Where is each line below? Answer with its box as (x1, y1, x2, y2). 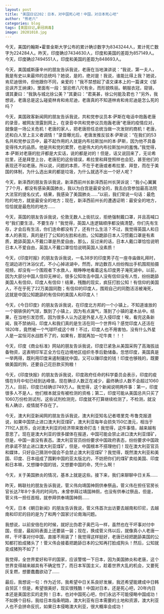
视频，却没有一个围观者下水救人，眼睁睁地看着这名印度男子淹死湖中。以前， (5, 267, 159, 273)
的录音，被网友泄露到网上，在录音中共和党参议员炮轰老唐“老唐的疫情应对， (5, 120, 157, 125)
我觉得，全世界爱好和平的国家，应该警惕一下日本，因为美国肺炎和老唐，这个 (5, 556, 159, 562)
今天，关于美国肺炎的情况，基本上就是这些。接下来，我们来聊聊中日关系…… (5, 472, 158, 478)
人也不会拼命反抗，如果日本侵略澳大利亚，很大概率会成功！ (5, 604, 125, 609)
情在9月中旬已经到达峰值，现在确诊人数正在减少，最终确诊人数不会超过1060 (5, 378, 159, 384)
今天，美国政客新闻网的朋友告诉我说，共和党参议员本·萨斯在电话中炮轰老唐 (5, 114, 156, 119)
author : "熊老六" (5, 16, 38, 21)
